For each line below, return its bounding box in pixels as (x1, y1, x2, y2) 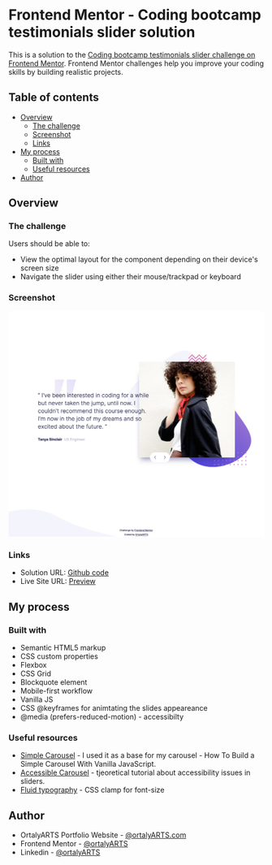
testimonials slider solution (8, 23, 196, 41)
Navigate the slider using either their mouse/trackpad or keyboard (19, 272, 241, 282)
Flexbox (19, 660, 47, 670)
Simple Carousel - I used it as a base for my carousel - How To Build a (19, 750, 255, 760)
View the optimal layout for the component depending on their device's (19, 254, 258, 265)
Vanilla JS (19, 694, 54, 704)
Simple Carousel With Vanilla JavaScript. (19, 759, 157, 769)
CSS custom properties (19, 651, 99, 661)
